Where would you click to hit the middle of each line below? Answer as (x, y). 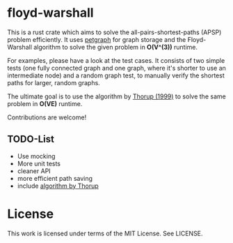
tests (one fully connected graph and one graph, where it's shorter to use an (116, 68)
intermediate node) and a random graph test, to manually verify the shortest (116, 75)
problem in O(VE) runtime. (45, 103)
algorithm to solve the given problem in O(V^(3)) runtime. (116, 47)
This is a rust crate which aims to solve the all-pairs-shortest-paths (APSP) (114, 32)
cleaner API (34, 171)
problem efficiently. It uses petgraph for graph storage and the (97, 39)
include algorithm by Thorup (58, 186)
